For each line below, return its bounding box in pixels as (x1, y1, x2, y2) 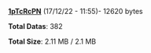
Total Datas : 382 (8, 22, 63, 30)
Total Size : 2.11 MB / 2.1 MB (8, 37, 97, 46)
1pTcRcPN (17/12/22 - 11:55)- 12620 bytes (8, 7, 143, 16)
